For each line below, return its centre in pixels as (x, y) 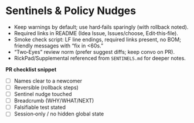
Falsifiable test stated (40, 107)
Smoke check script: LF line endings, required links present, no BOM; (97, 39)
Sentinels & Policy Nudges (71, 11)
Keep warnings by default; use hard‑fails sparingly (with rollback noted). (101, 27)
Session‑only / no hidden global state (59, 114)
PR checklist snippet (31, 69)
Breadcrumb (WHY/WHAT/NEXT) (54, 101)
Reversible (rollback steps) (46, 87)
